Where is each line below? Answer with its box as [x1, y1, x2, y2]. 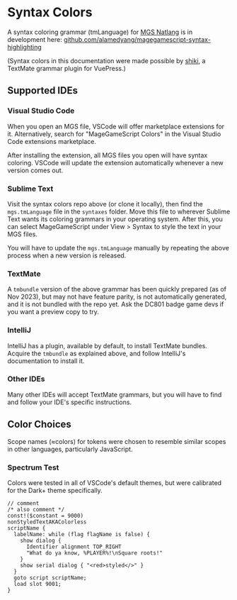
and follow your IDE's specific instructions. [7, 398, 132, 406]
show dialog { [20, 537, 62, 544]
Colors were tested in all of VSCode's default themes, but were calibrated [7, 478, 221, 487]
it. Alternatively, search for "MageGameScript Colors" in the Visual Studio [7, 129, 221, 138]
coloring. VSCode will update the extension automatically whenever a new [7, 158, 224, 167]
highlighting [7, 43, 42, 51]
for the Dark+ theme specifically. [7, 486, 103, 494]
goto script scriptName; [13, 574, 87, 582]
